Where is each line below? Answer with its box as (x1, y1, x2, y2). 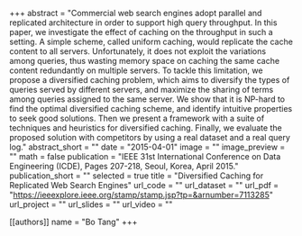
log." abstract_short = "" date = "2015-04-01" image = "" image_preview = (9, 141, 286, 152)
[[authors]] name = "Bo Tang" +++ (9, 216, 138, 227)
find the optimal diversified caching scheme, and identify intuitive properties (9, 104, 293, 113)
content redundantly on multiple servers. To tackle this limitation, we (9, 65, 263, 76)
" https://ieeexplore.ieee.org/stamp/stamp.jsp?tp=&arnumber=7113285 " (9, 189, 273, 200)
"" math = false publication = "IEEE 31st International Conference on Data (9, 151, 281, 161)
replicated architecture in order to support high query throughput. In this (9, 17, 278, 28)
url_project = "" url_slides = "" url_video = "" (9, 199, 173, 210)
